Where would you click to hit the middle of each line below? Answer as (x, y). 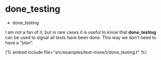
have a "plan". (19, 42)
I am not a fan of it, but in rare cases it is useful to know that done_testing (80, 32)
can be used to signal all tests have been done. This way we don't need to (81, 37)
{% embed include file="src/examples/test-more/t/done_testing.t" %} (76, 52)
